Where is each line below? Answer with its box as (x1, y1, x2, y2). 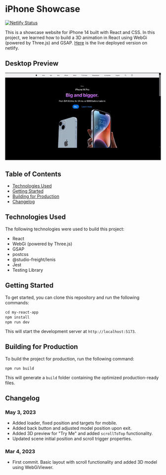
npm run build (5, 366, 35, 371)
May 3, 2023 (5, 408, 36, 415)
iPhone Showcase (5, 3, 81, 15)
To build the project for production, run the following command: (5, 356, 134, 362)
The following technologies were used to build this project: (5, 226, 124, 232)
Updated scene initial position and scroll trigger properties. (12, 436, 132, 442)
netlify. (5, 45, 19, 51)
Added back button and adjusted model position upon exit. (12, 425, 132, 431)
